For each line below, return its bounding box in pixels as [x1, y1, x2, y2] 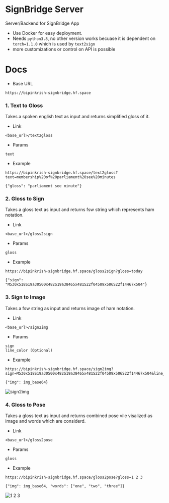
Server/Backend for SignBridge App [5, 20, 79, 26]
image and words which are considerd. [5, 418, 86, 424]
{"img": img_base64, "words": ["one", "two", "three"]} [5, 484, 125, 489]
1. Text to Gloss [5, 102, 43, 109]
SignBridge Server [5, 4, 84, 15]
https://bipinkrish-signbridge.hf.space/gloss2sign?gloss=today [5, 269, 143, 274]
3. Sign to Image [5, 294, 46, 301]
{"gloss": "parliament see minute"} [5, 183, 82, 189]
